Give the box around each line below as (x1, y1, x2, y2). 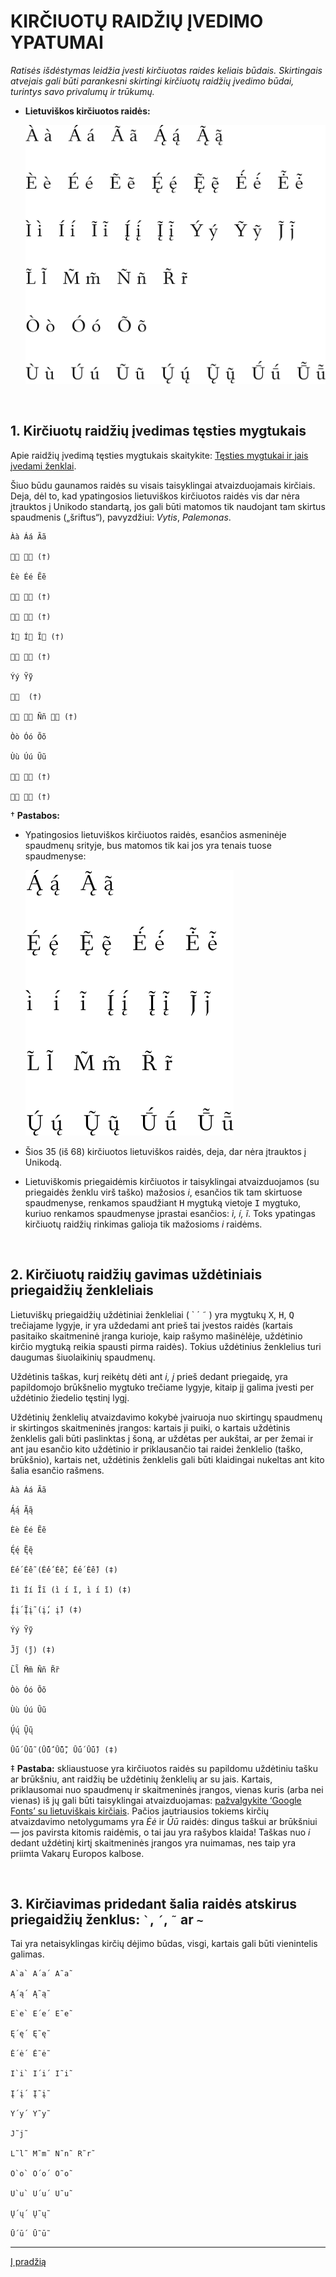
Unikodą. (24, 1156, 63, 1168)
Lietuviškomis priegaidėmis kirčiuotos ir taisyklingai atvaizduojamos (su (24, 1175, 320, 1187)
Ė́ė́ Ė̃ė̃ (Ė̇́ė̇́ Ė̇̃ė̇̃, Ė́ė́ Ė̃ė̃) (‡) (10, 1565, 118, 1575)
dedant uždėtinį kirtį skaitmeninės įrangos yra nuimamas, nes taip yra (10, 1836, 297, 1849)
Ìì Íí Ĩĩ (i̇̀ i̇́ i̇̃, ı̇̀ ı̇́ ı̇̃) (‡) (10, 1585, 132, 1595)
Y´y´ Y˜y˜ (10, 2109, 52, 2119)
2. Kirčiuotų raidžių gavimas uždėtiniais (10, 1266, 263, 1284)
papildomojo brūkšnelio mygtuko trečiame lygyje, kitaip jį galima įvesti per (10, 1381, 315, 1393)
